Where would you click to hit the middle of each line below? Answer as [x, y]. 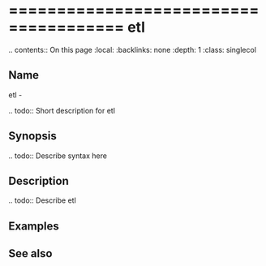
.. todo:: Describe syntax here [58, 156]
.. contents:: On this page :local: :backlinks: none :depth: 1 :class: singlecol [133, 49]
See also [30, 253]
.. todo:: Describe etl [43, 200]
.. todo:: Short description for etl [62, 110]
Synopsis [32, 136]
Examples [34, 226]
